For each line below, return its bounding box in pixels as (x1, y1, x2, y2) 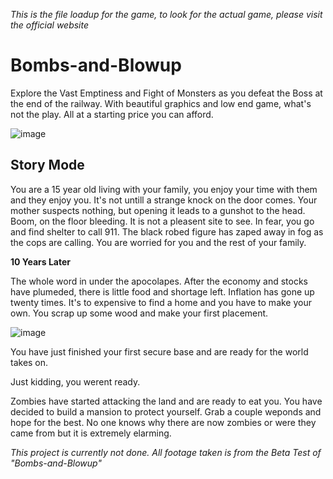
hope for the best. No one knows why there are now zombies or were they (10, 416, 317, 428)
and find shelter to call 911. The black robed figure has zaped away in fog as (10, 225, 324, 238)
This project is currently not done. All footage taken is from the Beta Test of (10, 446, 322, 458)
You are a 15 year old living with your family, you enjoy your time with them (10, 183, 318, 195)
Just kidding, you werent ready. (10, 375, 141, 388)
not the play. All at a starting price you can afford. (10, 108, 214, 120)
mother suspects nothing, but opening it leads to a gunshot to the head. (10, 204, 306, 216)
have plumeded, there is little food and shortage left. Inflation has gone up (10, 285, 315, 298)
